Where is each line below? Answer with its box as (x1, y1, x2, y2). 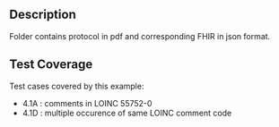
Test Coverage (9, 57, 93, 72)
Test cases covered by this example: (9, 80, 144, 91)
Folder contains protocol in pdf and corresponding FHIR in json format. (9, 30, 271, 41)
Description (9, 7, 76, 22)
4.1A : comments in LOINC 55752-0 (22, 97, 153, 108)
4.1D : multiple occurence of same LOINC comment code (22, 107, 232, 118)
